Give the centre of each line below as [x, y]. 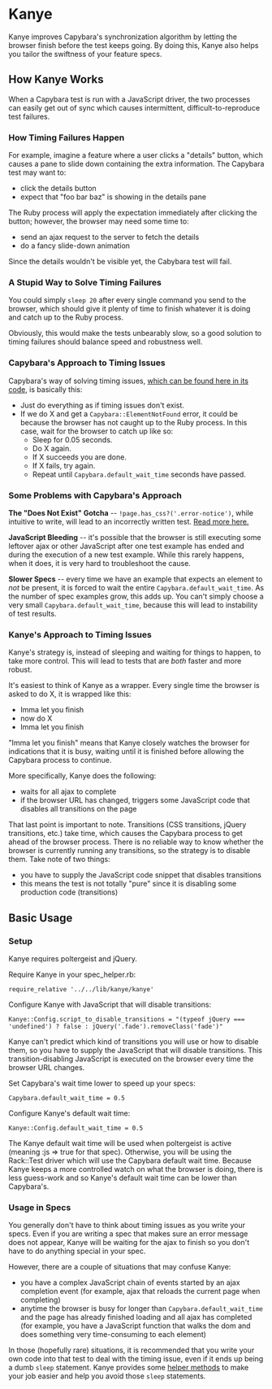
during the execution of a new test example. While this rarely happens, [126, 555]
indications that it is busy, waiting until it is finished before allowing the [126, 751]
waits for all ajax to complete [68, 792]
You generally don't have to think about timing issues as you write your [127, 1226]
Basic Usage [41, 918]
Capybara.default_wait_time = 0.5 [67, 1098]
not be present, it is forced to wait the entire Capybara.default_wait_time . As [136, 587]
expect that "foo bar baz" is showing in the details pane [113, 197]
